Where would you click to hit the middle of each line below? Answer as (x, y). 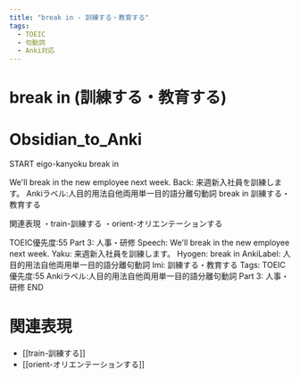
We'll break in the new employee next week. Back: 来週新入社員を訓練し (142, 182)
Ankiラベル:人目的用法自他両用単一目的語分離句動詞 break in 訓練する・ (158, 194)
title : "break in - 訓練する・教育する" (79, 17)
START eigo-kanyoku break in (64, 164)
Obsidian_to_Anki (76, 139)
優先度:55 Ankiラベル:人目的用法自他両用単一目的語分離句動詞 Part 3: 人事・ (149, 276)
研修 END (27, 288)
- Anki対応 (36, 51)
